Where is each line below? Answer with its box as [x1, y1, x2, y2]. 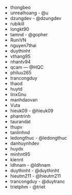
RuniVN [10, 37, 27, 43]
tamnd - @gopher [10, 32, 48, 37]
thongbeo [10, 5, 31, 10]
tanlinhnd [10, 129, 30, 135]
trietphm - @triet [10, 184, 45, 190]
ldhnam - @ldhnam [10, 162, 51, 168]
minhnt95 [10, 151, 31, 157]
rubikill [10, 20, 25, 27]
